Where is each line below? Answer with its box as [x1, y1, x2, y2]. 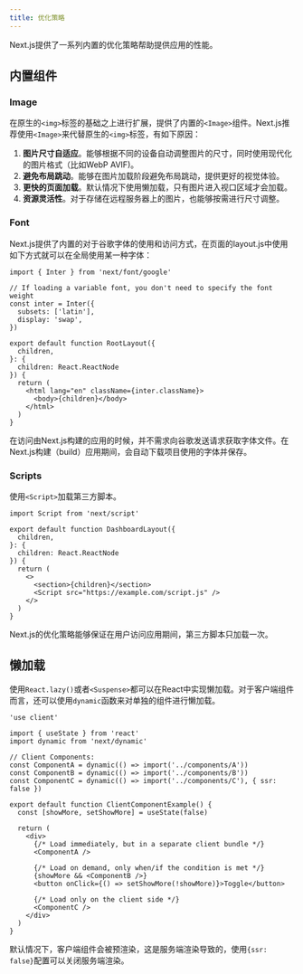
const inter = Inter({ [9, 299, 95, 308]
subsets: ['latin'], [17, 307, 95, 317]
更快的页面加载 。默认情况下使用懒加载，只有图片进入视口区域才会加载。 [22, 182, 292, 193]
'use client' [9, 713, 59, 722]
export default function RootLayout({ [9, 338, 156, 348]
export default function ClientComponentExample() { [9, 799, 213, 809]
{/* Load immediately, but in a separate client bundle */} [33, 839, 265, 848]
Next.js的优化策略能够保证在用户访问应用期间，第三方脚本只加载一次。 [9, 629, 273, 639]
